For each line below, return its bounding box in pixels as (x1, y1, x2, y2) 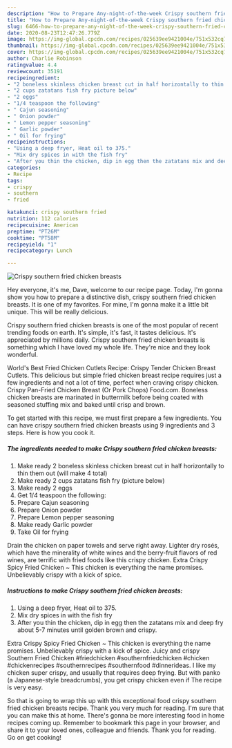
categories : (7, 164, 41, 171)
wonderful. (7, 350, 38, 359)
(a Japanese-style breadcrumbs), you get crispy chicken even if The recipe (7, 676, 222, 684)
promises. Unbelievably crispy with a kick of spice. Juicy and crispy (7, 646, 200, 655)
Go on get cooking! (7, 733, 62, 742)
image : (7, 36, 26, 43)
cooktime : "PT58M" (7, 234, 60, 242)
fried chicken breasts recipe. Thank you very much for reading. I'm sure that (7, 704, 224, 712)
